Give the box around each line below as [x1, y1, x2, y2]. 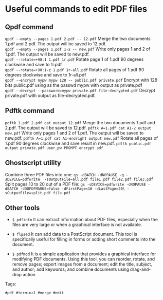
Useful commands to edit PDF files [5, 3, 147, 15]
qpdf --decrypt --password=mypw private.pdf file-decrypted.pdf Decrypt [5, 88, 156, 93]
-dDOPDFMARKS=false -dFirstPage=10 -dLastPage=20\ [20, 186, 125, 191]
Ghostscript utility [5, 159, 61, 167]
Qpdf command [5, 23, 54, 31]
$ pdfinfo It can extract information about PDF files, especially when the [12, 217, 158, 223]
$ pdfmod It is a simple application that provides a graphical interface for [12, 251, 156, 257]
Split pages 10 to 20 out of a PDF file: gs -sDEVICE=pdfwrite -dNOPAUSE [5, 181, 146, 187]
